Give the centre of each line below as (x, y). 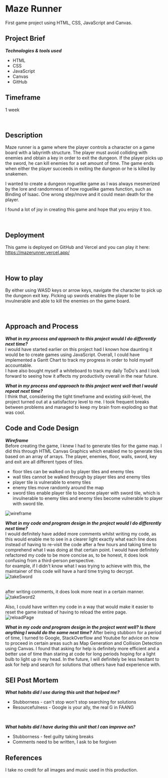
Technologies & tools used (33, 50)
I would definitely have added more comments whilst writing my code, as (81, 534)
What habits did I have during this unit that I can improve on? (70, 727)
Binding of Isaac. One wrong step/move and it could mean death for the (79, 195)
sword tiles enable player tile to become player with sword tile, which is (86, 493)
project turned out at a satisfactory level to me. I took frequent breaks (77, 402)
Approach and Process (42, 327)
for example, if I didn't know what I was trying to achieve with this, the (78, 566)
